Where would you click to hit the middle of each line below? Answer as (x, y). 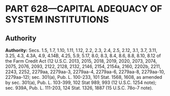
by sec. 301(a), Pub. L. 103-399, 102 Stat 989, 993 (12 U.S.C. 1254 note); (81, 82)
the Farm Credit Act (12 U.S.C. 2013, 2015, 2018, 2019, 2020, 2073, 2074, (81, 61)
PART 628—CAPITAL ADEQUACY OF (84, 9)
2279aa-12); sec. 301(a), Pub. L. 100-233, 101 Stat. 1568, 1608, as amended (84, 77)
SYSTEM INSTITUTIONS (57, 19)
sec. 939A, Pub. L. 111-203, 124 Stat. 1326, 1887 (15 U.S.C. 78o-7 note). (79, 88)
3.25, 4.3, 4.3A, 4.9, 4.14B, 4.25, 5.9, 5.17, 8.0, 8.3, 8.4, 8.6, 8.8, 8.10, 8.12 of (83, 56)
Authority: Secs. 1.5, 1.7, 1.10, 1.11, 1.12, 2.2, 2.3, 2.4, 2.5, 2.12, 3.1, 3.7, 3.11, (81, 50)
